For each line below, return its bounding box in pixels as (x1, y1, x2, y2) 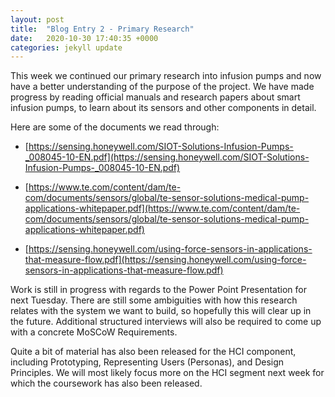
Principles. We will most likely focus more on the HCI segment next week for (10, 367, 325, 379)
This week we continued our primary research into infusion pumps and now (10, 70, 322, 82)
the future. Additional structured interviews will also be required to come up (10, 316, 322, 328)
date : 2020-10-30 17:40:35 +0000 (10, 33, 159, 43)
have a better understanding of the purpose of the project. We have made (10, 81, 315, 93)
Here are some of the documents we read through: (10, 121, 220, 133)
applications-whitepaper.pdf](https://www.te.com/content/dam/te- (24, 202, 301, 215)
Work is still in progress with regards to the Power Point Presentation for (10, 284, 307, 296)
